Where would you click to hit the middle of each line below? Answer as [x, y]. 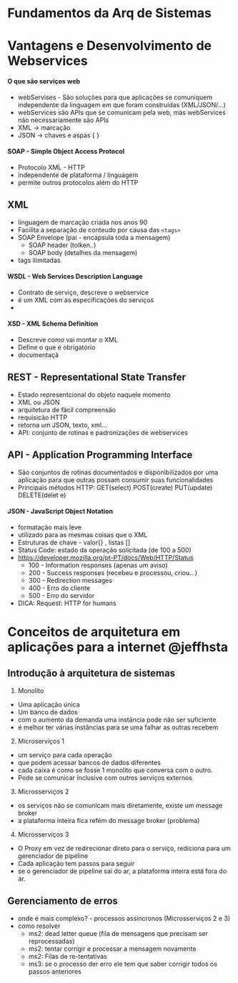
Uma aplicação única [49, 704]
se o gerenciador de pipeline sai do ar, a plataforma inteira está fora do [122, 871]
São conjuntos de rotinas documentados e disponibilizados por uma [118, 472]
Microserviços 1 [41, 741]
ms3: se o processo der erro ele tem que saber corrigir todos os [123, 964]
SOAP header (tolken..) [62, 245]
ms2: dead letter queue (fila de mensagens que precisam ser [118, 933]
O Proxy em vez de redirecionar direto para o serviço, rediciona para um [124, 848]
